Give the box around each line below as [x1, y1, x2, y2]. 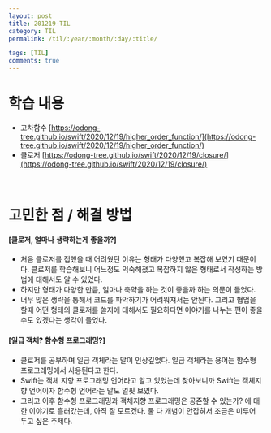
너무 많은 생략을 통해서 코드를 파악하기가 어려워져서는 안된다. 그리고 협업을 [19, 295, 257, 305]
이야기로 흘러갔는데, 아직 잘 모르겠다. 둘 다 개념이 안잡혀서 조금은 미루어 [28, 405, 256, 415]
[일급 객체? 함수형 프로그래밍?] [8, 335, 105, 345]
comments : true [8, 57, 60, 65]
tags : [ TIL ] [8, 50, 49, 58]
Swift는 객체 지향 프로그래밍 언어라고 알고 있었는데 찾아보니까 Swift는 [19, 375, 241, 385]
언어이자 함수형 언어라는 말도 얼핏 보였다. [28, 385, 160, 395]
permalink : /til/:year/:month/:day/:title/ [8, 34, 158, 43]
